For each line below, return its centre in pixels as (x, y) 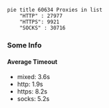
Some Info (25, 45)
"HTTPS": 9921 (39, 22)
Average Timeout (32, 61)
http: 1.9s (30, 84)
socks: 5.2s (33, 99)
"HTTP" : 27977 (41, 16)
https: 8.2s (32, 91)
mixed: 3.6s (33, 77)
